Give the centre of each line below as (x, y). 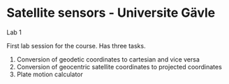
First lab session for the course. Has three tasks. (76, 45)
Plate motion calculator (50, 74)
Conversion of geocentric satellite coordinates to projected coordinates (119, 66)
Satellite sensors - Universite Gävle (111, 13)
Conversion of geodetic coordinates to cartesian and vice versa (108, 59)
